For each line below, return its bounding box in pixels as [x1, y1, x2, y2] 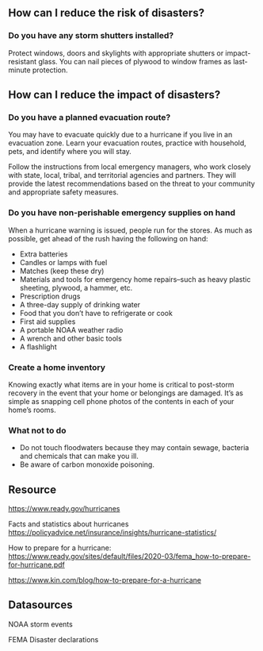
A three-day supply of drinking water [19, 299, 141, 309]
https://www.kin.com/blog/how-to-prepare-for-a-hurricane [8, 576, 202, 585]
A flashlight [19, 341, 57, 352]
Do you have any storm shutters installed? [8, 30, 174, 41]
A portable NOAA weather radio [19, 325, 124, 334]
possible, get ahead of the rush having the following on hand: [8, 233, 208, 243]
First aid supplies [19, 317, 76, 326]
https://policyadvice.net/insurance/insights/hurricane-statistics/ [8, 528, 217, 537]
